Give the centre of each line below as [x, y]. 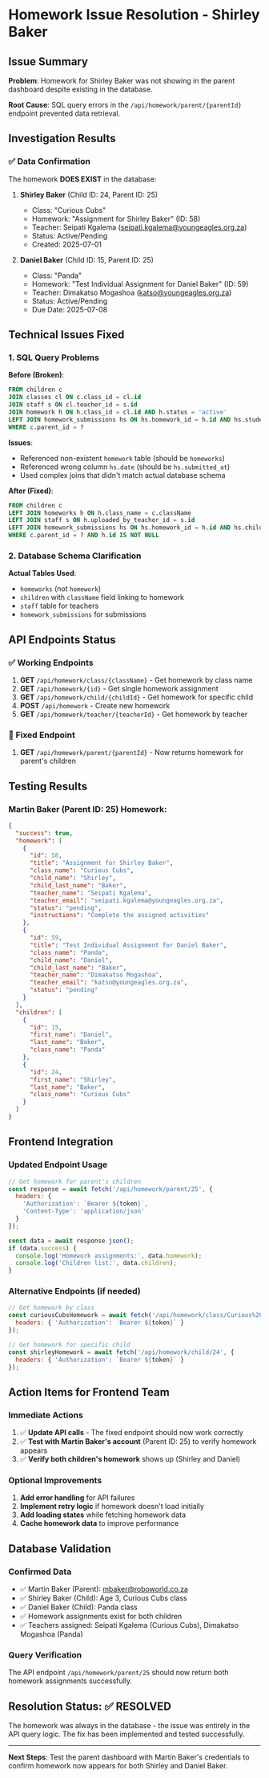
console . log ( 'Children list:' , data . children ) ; [96, 1263]
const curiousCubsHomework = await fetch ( [80, 1315]
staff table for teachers [59, 606]
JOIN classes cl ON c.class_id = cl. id [75, 398]
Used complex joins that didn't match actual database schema [122, 475]
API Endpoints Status [62, 640]
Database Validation [60, 1549]
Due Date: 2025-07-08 [70, 309]
